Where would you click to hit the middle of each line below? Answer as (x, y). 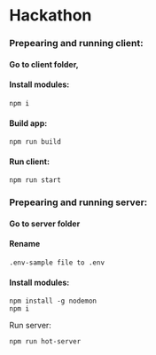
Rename (25, 244)
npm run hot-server (45, 342)
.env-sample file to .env (57, 263)
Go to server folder (45, 224)
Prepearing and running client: (76, 43)
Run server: (30, 326)
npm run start (35, 180)
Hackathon (51, 16)
